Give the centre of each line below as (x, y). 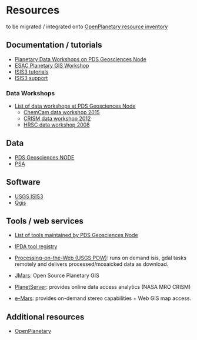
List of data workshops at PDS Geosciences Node (75, 106)
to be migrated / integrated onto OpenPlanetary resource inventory (87, 26)
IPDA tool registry (36, 246)
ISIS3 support (31, 78)
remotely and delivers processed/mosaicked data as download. (91, 264)
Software (23, 182)
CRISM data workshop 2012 (57, 119)
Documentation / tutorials (54, 45)
